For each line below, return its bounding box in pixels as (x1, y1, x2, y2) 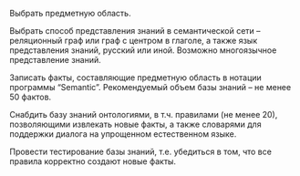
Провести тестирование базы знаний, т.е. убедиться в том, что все (9, 146, 272, 157)
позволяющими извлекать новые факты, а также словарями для (9, 119, 262, 129)
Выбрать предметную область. (9, 8, 131, 18)
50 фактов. (9, 91, 52, 102)
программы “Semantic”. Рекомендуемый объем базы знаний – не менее (9, 82, 292, 92)
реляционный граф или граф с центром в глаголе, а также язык (9, 36, 258, 46)
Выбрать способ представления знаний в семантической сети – (9, 26, 262, 36)
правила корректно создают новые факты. (9, 156, 176, 167)
